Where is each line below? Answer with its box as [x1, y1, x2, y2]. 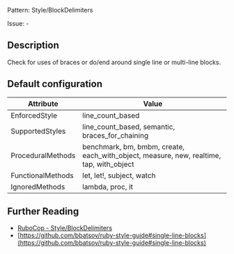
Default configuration [7, 78, 103, 90]
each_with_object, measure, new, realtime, [82, 150, 221, 160]
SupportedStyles [10, 126, 66, 136]
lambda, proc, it [82, 182, 134, 191]
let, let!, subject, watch [82, 170, 156, 180]
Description [7, 40, 59, 51]
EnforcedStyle [10, 111, 58, 120]
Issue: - [7, 19, 29, 27]
